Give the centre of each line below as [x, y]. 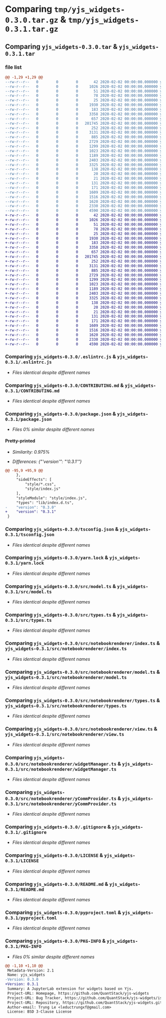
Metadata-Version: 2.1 [31, 971]
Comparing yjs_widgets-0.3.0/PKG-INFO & [56, 941]
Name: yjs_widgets [26, 975]
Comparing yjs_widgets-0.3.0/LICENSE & [54, 855]
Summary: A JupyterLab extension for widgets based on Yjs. [70, 989]
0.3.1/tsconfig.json [30, 535]
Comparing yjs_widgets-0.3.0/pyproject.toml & [63, 912]
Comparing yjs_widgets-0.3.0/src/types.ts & [61, 615]
